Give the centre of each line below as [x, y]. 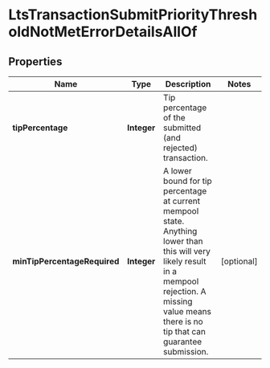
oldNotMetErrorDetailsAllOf [103, 32]
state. [174, 221]
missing [178, 301]
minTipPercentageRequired [66, 261]
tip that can [185, 331]
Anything [180, 231]
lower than [183, 241]
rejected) [181, 148]
